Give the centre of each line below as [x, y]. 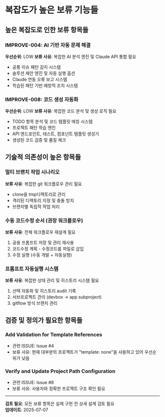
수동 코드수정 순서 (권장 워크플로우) [44, 220]
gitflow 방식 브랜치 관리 [35, 303]
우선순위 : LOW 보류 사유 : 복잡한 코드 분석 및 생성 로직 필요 [61, 111]
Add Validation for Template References [54, 334]
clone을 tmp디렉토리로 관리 [39, 194]
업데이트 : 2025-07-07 [27, 410]
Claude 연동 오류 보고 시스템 [40, 79]
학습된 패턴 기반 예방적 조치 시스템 [45, 85]
